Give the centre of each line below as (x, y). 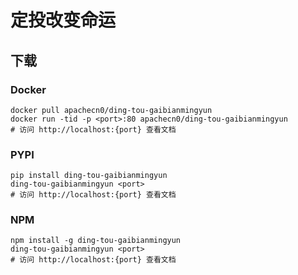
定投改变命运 (63, 20)
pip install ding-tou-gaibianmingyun (89, 176)
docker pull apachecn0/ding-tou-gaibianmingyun (111, 110)
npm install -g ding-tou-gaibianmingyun (96, 241)
